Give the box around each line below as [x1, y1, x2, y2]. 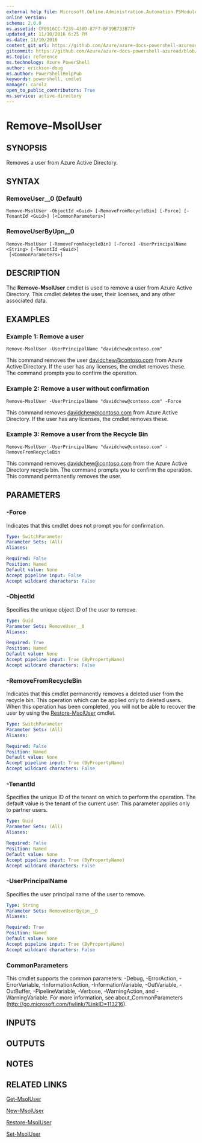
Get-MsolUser [6, 1095, 41, 1103]
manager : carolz [6, 82, 47, 88]
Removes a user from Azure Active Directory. [6, 159, 118, 166]
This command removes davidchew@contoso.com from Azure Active [6, 408, 179, 416]
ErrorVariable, [6, 981, 41, 988]
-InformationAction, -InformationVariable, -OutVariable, [41, 981, 179, 988]
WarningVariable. [6, 994, 49, 1001]
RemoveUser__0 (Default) [6, 194, 82, 203]
